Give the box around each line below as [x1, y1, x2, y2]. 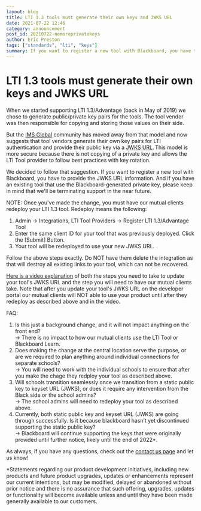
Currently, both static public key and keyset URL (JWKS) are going [14, 410, 179, 418]
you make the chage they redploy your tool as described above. [14, 372, 172, 379]
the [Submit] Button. [14, 236, 65, 243]
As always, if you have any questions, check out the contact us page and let [6, 447, 194, 454]
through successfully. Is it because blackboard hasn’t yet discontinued [14, 417, 190, 424]
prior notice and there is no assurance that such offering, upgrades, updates [6, 485, 194, 492]
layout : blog [6, 8, 39, 15]
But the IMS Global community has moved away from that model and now [6, 130, 188, 138]
